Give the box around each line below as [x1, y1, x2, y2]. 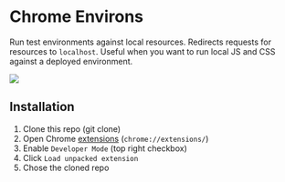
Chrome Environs [9, 6, 144, 27]
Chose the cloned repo [22, 162, 110, 173]
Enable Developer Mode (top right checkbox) [22, 143, 187, 154]
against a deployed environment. [9, 56, 133, 66]
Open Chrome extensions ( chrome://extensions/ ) [22, 133, 209, 144]
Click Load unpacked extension [22, 152, 139, 163]
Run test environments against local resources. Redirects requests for [9, 36, 272, 47]
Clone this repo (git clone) [22, 123, 121, 134]
